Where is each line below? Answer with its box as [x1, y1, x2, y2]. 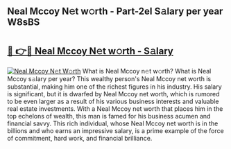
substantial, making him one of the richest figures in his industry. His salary [7, 82, 222, 91]
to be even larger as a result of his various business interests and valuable [7, 97, 219, 105]
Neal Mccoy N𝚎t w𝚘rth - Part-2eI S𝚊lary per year [7, 6, 223, 17]
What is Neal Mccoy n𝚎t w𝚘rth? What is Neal [82, 67, 212, 75]
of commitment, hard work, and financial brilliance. [7, 134, 153, 142]
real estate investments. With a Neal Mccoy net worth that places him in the [7, 105, 223, 113]
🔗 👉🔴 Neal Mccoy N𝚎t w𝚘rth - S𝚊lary [7, 45, 173, 57]
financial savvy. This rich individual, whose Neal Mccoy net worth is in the [7, 119, 219, 128]
